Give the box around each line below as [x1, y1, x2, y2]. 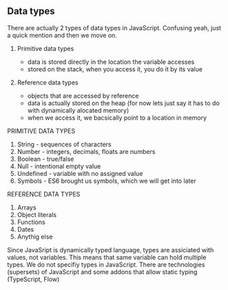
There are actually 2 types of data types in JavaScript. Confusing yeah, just [7, 23, 222, 32]
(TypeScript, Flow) [7, 275, 60, 283]
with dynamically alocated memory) [27, 106, 129, 114]
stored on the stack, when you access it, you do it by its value [27, 65, 203, 73]
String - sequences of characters [17, 140, 112, 148]
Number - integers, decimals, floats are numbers [17, 147, 156, 155]
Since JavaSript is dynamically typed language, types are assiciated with [7, 245, 214, 254]
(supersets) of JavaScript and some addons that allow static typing [7, 267, 198, 276]
